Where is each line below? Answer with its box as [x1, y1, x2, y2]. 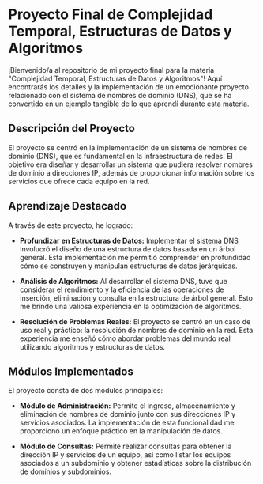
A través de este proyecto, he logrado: [8, 220, 133, 230]
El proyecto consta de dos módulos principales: [8, 386, 163, 395]
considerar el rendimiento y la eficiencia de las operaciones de [19, 285, 224, 294]
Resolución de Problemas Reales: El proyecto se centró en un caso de [19, 316, 251, 326]
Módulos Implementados [8, 365, 134, 378]
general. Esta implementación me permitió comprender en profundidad [19, 252, 251, 262]
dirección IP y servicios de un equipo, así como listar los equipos [19, 450, 231, 459]
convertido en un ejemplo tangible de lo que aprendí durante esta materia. [8, 99, 250, 108]
